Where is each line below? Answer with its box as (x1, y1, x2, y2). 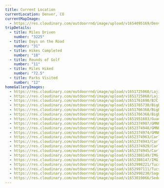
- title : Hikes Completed (9, 48, 62, 53)
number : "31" (14, 44, 41, 48)
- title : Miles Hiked (9, 67, 54, 71)
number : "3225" (14, 35, 45, 40)
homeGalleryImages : (5, 84, 45, 90)
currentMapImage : (5, 16, 41, 21)
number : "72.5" (14, 71, 45, 76)
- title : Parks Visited (9, 75, 58, 80)
